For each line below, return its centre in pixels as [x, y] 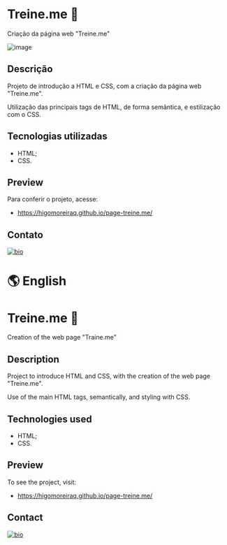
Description [33, 359]
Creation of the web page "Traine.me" [62, 337]
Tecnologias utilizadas [57, 137]
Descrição [30, 69]
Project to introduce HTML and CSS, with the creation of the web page [109, 376]
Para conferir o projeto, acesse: [53, 199]
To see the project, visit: [42, 482]
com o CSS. [24, 114]
